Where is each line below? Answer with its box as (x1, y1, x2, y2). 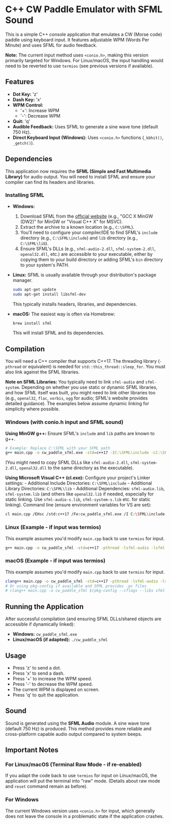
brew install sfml (12, 321, 52, 326)
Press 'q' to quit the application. (12, 692, 80, 698)
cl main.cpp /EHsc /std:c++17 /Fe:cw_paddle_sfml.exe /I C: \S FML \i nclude (5, 512, 165, 517)
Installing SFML (5, 192, 45, 199)
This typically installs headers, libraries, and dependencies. (12, 301, 137, 307)
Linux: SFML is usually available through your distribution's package (12, 272, 157, 278)
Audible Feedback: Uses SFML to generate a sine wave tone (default (12, 123, 158, 129)
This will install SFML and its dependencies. (12, 330, 104, 336)
